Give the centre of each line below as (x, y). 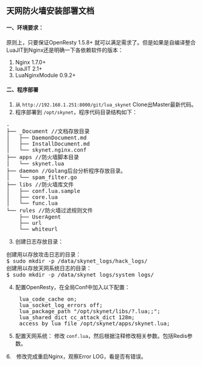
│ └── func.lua (32, 203)
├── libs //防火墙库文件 (40, 184)
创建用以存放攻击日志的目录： (44, 254)
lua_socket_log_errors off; (61, 305)
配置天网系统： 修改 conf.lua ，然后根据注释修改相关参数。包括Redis (101, 336)
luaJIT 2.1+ (29, 68)
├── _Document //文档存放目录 (48, 131)
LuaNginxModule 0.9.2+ (45, 75)
